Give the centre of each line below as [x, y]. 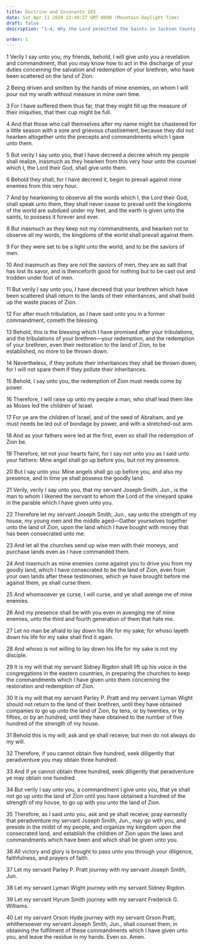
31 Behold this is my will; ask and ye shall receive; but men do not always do [101, 735]
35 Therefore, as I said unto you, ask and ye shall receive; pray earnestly [97, 814]
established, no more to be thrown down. [57, 352]
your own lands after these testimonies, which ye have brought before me [98, 576]
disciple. [17, 655]
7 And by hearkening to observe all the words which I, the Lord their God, [97, 198]
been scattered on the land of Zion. [50, 76]
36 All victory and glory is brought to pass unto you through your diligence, [100, 852]
